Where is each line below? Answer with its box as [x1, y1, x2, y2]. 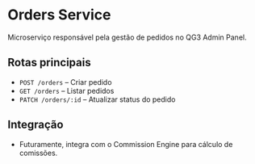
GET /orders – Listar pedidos [19, 86, 115, 95]
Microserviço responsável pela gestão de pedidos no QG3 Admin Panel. [7, 32, 247, 42]
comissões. [19, 148, 58, 158]
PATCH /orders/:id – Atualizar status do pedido [19, 95, 176, 104]
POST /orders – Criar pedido [19, 77, 112, 86]
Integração [7, 118, 64, 132]
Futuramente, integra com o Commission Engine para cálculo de [19, 139, 233, 149]
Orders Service [7, 6, 111, 24]
